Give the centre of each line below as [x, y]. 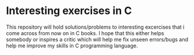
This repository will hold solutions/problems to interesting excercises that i [95, 27]
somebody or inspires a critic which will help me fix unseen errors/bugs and [97, 39]
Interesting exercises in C [69, 11]
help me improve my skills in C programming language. [72, 46]
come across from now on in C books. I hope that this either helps [85, 33]
